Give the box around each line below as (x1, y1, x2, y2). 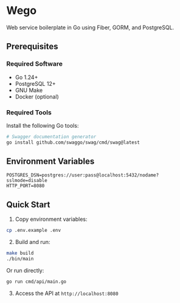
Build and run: (15, 239, 50, 246)
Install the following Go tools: (6, 122, 79, 129)
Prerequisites (6, 41, 58, 52)
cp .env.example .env (6, 228, 61, 234)
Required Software (6, 60, 63, 68)
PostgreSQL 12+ (15, 80, 56, 87)
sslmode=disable (6, 178, 47, 184)
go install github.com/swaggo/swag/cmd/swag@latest (6, 139, 140, 145)
